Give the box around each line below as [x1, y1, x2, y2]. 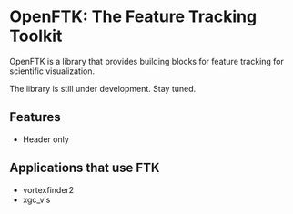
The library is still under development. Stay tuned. [9, 83, 197, 94]
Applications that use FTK [9, 160, 160, 176]
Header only [22, 134, 70, 145]
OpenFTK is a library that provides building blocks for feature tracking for [9, 56, 285, 66]
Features [9, 109, 61, 125]
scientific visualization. [9, 66, 96, 76]
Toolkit [9, 25, 63, 46]
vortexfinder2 [22, 184, 75, 195]
